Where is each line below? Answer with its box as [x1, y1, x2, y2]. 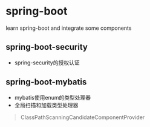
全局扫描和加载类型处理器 [14, 101, 79, 109]
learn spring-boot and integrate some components [5, 24, 132, 32]
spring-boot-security [5, 42, 88, 52]
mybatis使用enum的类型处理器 [14, 94, 91, 101]
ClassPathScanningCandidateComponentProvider [20, 114, 145, 121]
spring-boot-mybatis [5, 77, 87, 88]
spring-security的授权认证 [14, 59, 80, 66]
